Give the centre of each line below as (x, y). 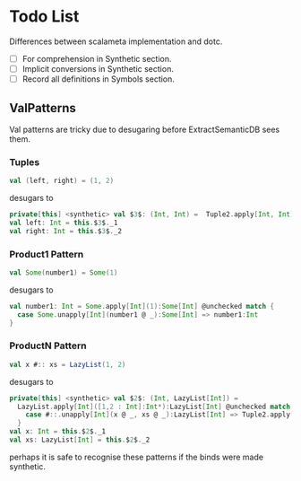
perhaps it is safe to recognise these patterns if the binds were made (137, 457)
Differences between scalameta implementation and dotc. (116, 41)
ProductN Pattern (48, 345)
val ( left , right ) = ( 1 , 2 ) (62, 181)
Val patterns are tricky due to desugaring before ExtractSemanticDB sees (145, 129)
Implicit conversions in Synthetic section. (98, 69)
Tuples (25, 162)
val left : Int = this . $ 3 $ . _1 (64, 223)
